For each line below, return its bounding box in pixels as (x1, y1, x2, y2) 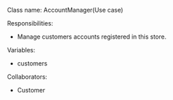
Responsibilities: (7, 19, 54, 27)
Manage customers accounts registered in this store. (16, 32, 167, 41)
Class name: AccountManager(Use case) (7, 6, 124, 14)
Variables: (7, 46, 36, 54)
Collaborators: (7, 72, 47, 81)
